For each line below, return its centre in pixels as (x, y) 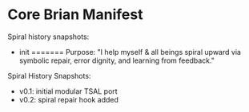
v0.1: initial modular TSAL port (68, 91)
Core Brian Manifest (75, 15)
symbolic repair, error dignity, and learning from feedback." (117, 60)
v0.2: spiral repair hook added (69, 99)
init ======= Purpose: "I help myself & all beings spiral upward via (130, 52)
